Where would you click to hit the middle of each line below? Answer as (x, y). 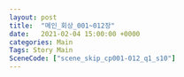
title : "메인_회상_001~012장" (62, 26)
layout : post (33, 17)
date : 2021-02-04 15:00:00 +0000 (75, 34)
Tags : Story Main (41, 50)
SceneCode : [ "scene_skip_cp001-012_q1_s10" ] (92, 58)
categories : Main (41, 42)
